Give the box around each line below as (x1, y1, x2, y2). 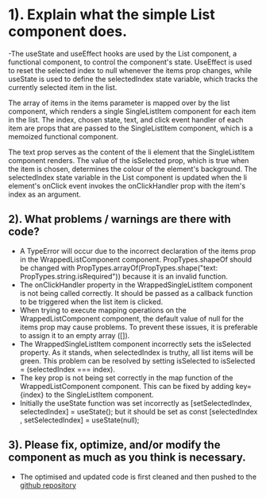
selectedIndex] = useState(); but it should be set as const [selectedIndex (19, 407, 258, 416)
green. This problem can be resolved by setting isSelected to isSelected (19, 356, 256, 365)
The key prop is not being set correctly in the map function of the (19, 372, 233, 383)
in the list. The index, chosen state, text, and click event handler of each (8, 115, 244, 124)
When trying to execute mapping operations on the (19, 305, 187, 315)
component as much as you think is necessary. (8, 451, 246, 465)
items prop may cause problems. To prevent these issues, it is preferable (19, 322, 258, 332)
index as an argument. (8, 189, 81, 199)
